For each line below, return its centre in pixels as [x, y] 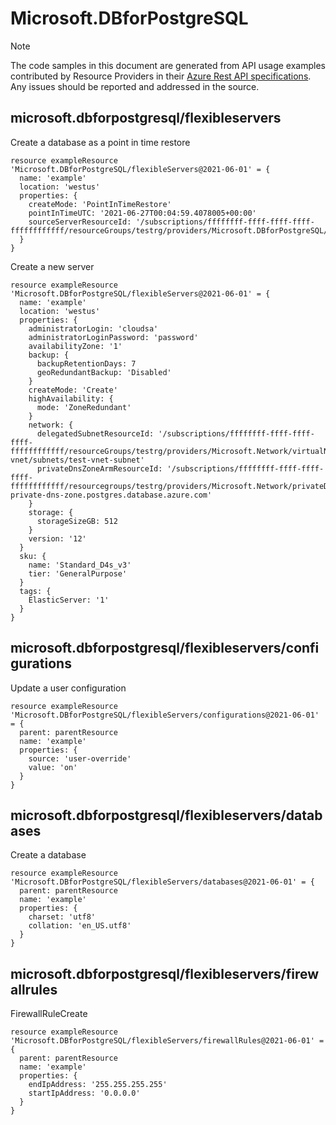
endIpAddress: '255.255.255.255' [98, 1085]
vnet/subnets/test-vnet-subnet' [77, 460]
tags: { [35, 591]
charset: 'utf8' [62, 917]
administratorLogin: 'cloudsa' [93, 328]
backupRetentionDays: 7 [86, 363]
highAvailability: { [71, 398]
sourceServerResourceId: [80, 222]
